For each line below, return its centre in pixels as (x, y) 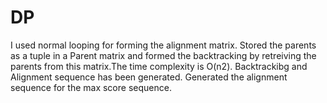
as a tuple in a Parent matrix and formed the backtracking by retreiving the (163, 55)
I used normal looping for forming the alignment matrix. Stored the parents (163, 45)
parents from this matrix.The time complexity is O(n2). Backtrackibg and (159, 66)
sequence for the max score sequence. (91, 87)
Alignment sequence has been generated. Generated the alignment (149, 77)
